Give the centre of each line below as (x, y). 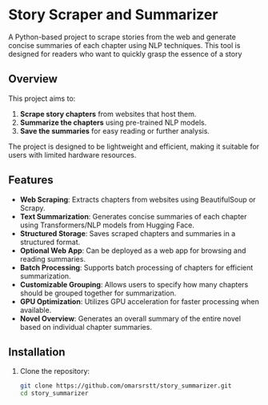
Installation (37, 352)
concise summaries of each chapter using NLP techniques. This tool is (124, 45)
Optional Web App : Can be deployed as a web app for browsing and (133, 251)
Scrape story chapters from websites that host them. (108, 114)
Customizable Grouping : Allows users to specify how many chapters (134, 284)
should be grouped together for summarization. (98, 293)
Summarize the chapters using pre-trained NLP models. (113, 122)
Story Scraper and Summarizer (113, 15)
